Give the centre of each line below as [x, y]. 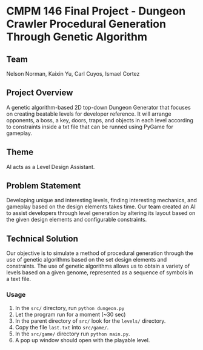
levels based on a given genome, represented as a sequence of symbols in [100, 272]
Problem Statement [44, 186]
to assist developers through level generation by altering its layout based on [101, 213]
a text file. [19, 279]
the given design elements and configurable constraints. [77, 220]
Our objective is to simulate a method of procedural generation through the [100, 253]
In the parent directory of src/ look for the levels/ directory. [90, 321]
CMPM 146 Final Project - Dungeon [96, 11]
